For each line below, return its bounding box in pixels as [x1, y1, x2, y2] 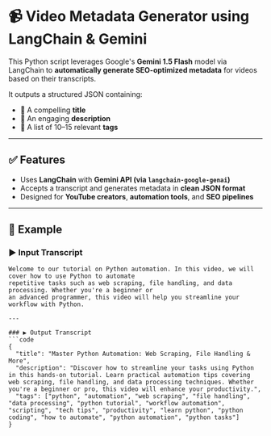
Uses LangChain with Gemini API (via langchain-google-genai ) [19, 174, 231, 184]
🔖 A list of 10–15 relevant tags [19, 122, 119, 132]
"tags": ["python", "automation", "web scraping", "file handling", [15, 392, 251, 400]
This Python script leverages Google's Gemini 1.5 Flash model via [8, 57, 227, 66]
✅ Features [8, 153, 66, 167]
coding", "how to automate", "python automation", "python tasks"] [8, 413, 240, 421]
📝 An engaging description [19, 113, 111, 123]
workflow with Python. [8, 300, 85, 308]
